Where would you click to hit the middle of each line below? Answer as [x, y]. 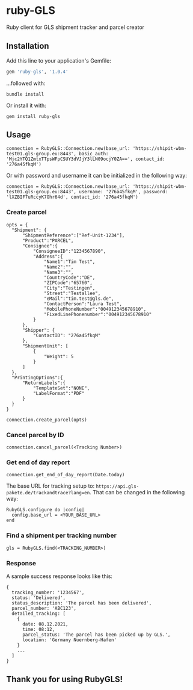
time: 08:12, [38, 629]
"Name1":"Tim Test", [70, 262]
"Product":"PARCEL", [48, 241]
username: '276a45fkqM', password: [124, 192]
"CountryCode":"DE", [70, 278]
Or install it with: [26, 105]
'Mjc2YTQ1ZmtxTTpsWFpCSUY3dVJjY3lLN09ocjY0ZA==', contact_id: [86, 159]
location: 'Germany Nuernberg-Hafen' [69, 640]
